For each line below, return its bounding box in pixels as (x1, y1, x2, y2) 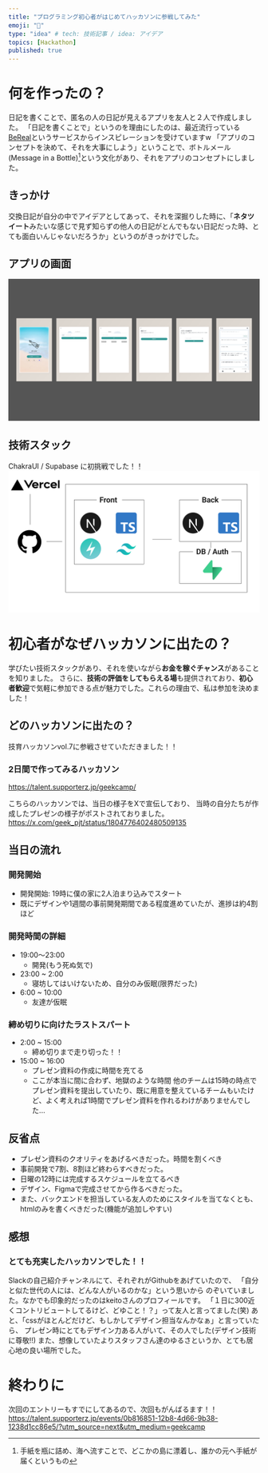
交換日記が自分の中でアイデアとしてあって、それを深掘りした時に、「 (8, 211, 234, 221)
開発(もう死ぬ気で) (31, 960, 93, 970)
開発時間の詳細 (8, 930, 66, 941)
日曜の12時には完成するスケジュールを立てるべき (19, 1174, 181, 1184)
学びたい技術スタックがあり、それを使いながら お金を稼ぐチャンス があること (8, 664, 260, 673)
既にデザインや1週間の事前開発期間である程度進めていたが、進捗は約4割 (19, 898, 258, 908)
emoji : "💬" (8, 21, 45, 30)
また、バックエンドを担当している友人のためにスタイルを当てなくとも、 (19, 1194, 258, 1204)
